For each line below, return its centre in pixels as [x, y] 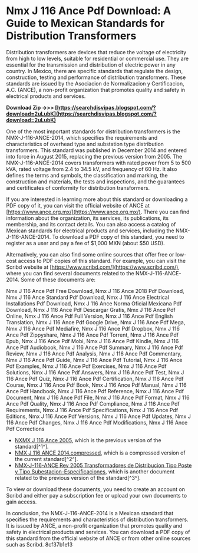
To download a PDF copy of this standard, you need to [118, 236]
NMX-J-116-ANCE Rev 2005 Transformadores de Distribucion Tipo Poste [103, 465]
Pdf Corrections [25, 429]
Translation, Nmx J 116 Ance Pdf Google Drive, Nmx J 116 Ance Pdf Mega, [96, 322]
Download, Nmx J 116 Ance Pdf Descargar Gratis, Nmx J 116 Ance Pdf [91, 310]
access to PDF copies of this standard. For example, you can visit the [102, 261]
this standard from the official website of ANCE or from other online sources [98, 538]
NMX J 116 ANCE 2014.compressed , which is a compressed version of [100, 453]
